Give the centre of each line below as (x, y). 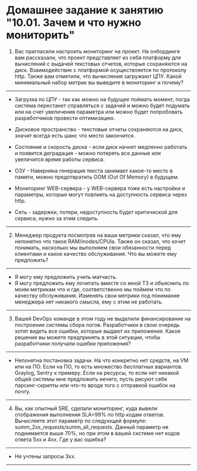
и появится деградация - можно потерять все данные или (88, 153)
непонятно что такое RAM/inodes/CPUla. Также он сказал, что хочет (100, 241)
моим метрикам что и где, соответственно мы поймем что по (93, 289)
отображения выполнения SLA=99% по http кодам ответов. (89, 414)
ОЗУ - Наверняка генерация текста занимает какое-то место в (94, 170)
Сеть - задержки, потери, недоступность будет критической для (96, 212)
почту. (23, 391)
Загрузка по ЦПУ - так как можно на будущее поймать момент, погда (102, 99)
